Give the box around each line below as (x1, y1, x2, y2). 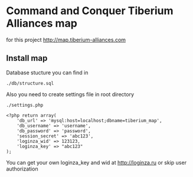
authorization (6, 165, 38, 172)
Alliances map (6, 17, 78, 30)
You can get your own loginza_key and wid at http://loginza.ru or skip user (6, 159, 187, 166)
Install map (6, 53, 48, 63)
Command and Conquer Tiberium (6, 4, 174, 18)
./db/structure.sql (6, 80, 54, 86)
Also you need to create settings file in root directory (6, 90, 135, 98)
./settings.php (6, 102, 44, 108)
